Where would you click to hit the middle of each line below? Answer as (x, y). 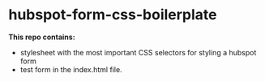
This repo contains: (42, 37)
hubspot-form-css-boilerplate (113, 15)
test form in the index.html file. (71, 69)
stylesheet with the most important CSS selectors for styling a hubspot (138, 52)
